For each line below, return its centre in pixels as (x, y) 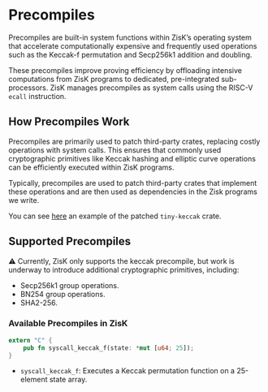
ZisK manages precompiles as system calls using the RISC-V (151, 88)
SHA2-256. (39, 303)
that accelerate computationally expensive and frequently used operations (133, 45)
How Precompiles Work (69, 122)
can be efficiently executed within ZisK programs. (91, 167)
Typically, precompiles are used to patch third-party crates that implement (133, 183)
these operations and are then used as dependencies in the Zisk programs (133, 192)
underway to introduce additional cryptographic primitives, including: (124, 269)
